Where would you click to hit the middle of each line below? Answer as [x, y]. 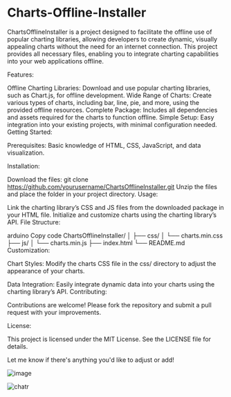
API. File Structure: [34, 222]
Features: [21, 75]
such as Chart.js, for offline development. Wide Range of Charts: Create [110, 95]
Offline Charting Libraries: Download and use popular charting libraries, [109, 88]
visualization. [26, 153]
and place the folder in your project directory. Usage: [83, 194]
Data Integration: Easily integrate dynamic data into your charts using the [111, 284]
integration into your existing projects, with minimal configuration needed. [112, 124]
